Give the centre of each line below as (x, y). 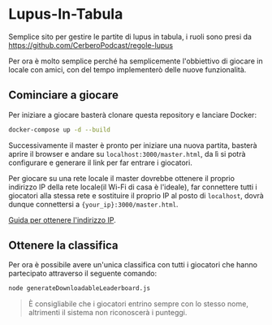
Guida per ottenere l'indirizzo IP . (62, 219)
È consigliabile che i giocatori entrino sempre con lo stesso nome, (138, 304)
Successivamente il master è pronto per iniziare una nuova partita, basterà (133, 145)
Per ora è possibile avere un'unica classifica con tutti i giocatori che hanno (133, 265)
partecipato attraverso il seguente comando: (82, 274)
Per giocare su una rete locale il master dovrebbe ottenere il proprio (122, 178)
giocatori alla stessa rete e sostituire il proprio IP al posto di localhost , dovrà (136, 195)
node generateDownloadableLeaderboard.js (80, 288)
